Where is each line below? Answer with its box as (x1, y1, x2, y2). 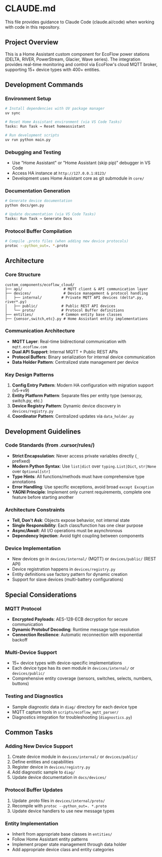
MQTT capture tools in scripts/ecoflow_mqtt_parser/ (12, 709, 119, 715)
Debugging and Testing (5, 149, 61, 155)
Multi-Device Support (5, 649, 57, 655)
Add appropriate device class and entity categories (12, 846, 115, 852)
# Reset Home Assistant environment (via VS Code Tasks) (5, 119, 122, 124)
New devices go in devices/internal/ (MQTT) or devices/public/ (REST (12, 556, 156, 562)
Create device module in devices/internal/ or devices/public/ (12, 754, 138, 760)
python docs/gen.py (5, 203, 44, 208)
